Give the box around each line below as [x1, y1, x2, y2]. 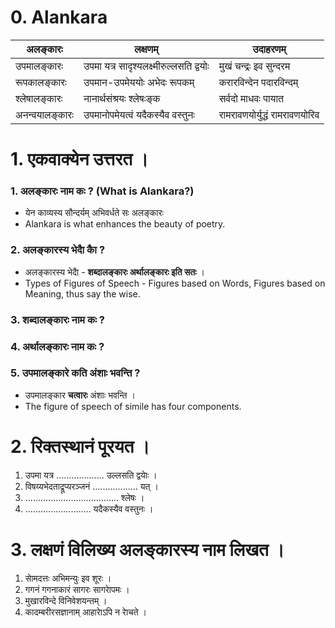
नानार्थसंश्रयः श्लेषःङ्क [83, 91, 161, 105]
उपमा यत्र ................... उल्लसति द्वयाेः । [24, 469, 158, 481]
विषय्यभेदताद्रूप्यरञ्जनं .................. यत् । [24, 480, 159, 492]
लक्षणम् [134, 42, 159, 56]
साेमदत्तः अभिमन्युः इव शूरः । [24, 572, 112, 584]
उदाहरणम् [252, 42, 287, 56]
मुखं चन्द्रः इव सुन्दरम [218, 59, 291, 73]
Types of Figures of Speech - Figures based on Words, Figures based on [24, 277, 326, 289]
